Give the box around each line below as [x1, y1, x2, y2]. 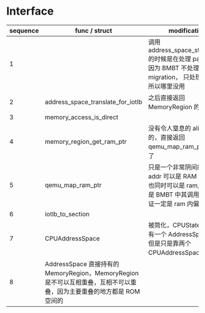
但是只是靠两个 [148, 239, 191, 248]
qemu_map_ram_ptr [45, 181, 102, 189]
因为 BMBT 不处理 [148, 63, 200, 72]
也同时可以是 [148, 181, 185, 190]
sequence [9, 26, 39, 35]
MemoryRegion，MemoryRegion [45, 268, 139, 277]
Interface [6, 4, 54, 18]
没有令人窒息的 [148, 124, 191, 132]
